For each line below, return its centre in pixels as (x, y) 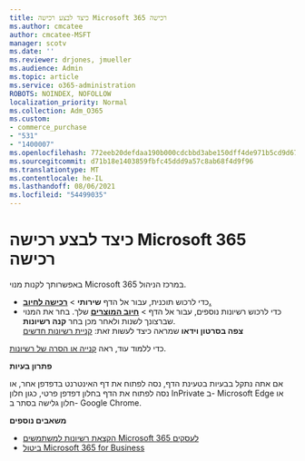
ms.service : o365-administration (73, 85)
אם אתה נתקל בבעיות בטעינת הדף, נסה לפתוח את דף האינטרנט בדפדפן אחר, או (147, 383)
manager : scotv (38, 43)
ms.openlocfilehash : (49, 152)
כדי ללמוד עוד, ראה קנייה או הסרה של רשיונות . (88, 348)
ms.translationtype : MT (54, 170)
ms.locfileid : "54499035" (58, 195)
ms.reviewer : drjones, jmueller (70, 60)
